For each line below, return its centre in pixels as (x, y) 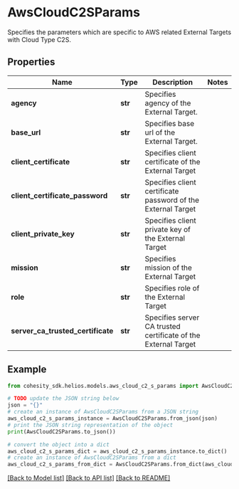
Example (27, 370)
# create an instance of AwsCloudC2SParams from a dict (92, 458)
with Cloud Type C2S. (39, 39)
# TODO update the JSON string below (63, 399)
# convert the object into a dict (59, 445)
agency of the (168, 102)
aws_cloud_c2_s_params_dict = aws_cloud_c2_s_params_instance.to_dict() (117, 451)
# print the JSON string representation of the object (90, 425)
